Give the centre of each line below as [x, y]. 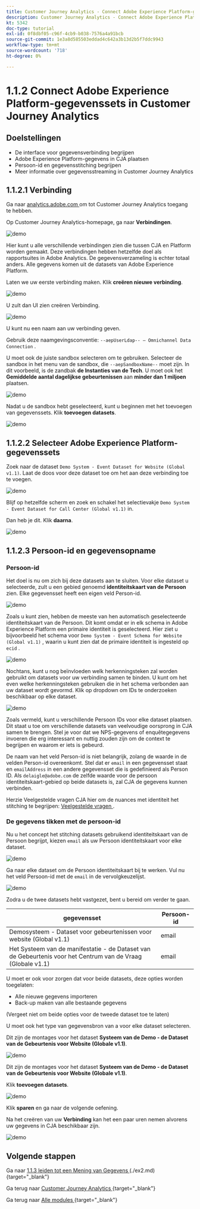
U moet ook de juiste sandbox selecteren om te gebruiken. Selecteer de [94, 358]
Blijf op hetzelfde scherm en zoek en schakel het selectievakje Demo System [98, 503]
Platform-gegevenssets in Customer [98, 103]
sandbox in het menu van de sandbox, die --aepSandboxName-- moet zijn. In [98, 364]
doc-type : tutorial [30, 28]
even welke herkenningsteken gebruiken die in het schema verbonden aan [97, 684]
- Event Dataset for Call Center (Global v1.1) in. [70, 509]
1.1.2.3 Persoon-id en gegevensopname [81, 551]
